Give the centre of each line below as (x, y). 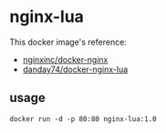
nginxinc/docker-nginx (65, 59)
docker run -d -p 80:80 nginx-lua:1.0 (83, 119)
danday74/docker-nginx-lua (75, 69)
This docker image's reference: (68, 42)
